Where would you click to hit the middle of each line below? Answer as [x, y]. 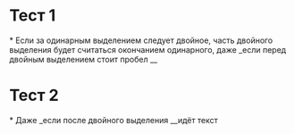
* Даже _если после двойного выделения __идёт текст [114, 120]
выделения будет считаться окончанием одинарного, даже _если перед [148, 49]
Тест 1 [33, 16]
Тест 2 [34, 96]
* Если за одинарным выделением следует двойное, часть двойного [141, 40]
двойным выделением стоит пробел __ [84, 59]
